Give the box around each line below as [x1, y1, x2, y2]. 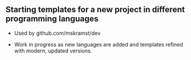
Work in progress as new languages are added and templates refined [14, 41, 183, 48]
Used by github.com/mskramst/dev [14, 29, 101, 36]
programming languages [5, 14, 99, 24]
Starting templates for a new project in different [5, 5, 185, 15]
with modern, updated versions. [14, 47, 93, 54]
